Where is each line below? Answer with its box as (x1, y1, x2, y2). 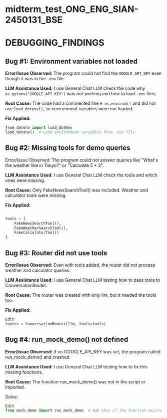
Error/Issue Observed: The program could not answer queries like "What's (5, 157, 158, 163)
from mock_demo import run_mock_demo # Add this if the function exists (5, 408, 162, 413)
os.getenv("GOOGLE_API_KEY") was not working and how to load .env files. (5, 91, 156, 97)
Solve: (5, 393, 18, 399)
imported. (5, 384, 25, 390)
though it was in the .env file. (5, 76, 65, 82)
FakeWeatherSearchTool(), (14, 226, 68, 231)
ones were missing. (5, 177, 45, 183)
